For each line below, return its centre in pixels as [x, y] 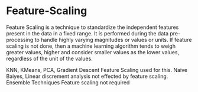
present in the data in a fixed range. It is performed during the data [87, 33]
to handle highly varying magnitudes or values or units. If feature [113, 40]
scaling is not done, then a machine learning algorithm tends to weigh [91, 46]
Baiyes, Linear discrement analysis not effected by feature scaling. [87, 76]
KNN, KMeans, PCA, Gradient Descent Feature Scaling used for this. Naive [97, 70]
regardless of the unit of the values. [49, 58]
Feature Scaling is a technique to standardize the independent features [92, 27]
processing [20, 40]
